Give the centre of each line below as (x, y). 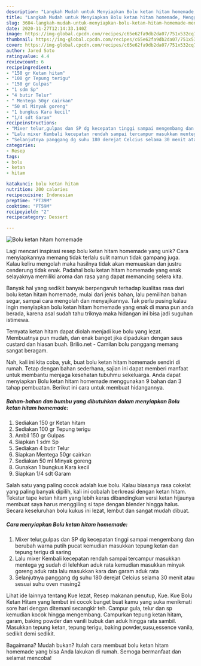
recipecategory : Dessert (37, 217)
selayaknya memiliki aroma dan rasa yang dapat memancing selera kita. (95, 276)
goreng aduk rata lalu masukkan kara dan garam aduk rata (87, 571)
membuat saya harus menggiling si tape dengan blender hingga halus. (93, 504)
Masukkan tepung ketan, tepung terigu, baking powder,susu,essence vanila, (100, 627)
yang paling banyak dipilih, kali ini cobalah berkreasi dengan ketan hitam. (96, 492)
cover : (14, 45)
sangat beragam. (27, 351)
